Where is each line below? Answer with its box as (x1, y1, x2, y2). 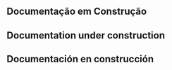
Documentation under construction (6, 29, 166, 41)
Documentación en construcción (6, 53, 154, 65)
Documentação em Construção (6, 6, 147, 17)
